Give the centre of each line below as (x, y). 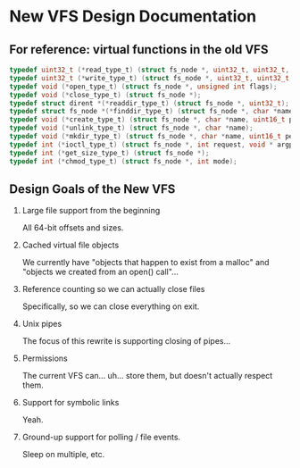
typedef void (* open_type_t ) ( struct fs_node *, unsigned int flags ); (143, 87)
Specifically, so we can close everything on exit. (111, 306)
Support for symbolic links (71, 403)
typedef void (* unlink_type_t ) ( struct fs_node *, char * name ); (131, 128)
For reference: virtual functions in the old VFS (139, 50)
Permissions (45, 358)
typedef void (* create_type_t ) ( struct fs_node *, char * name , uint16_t (147, 120)
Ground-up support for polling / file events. (101, 437)
